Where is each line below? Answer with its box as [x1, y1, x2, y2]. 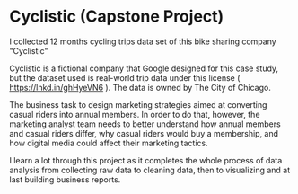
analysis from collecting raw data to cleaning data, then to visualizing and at [9, 164, 291, 175]
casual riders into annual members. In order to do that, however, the [9, 109, 260, 119]
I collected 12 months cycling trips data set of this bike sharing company [9, 36, 276, 47]
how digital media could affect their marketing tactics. [9, 137, 208, 148]
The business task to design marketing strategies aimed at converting [9, 99, 267, 110]
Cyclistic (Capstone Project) [9, 6, 224, 27]
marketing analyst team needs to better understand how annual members [9, 119, 281, 129]
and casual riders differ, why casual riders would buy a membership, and [9, 128, 279, 138]
